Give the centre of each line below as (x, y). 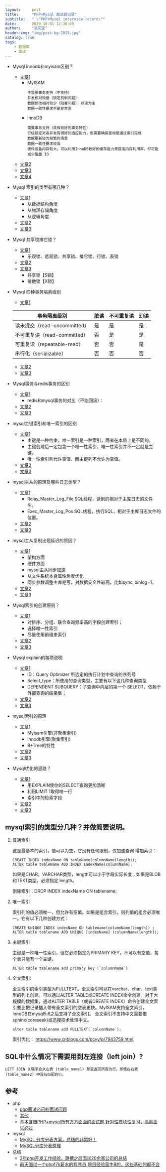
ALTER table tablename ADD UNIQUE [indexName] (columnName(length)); (86, 932)
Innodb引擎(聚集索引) (49, 739)
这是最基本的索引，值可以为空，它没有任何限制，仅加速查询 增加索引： (84, 851)
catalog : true (20, 38)
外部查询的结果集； (47, 693)
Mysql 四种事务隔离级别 (36, 291)
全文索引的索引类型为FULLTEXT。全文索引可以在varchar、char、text (83, 989)
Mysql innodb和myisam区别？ (43, 66)
